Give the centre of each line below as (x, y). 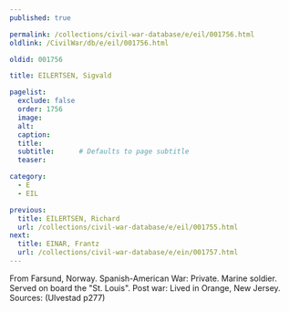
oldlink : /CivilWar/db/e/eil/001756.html (89, 43)
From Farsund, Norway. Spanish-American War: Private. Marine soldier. (144, 278)
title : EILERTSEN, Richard (69, 218)
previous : (28, 210)
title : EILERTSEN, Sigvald (61, 76)
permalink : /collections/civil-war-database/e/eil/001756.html (132, 34)
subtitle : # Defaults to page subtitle (103, 151)
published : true (40, 18)
